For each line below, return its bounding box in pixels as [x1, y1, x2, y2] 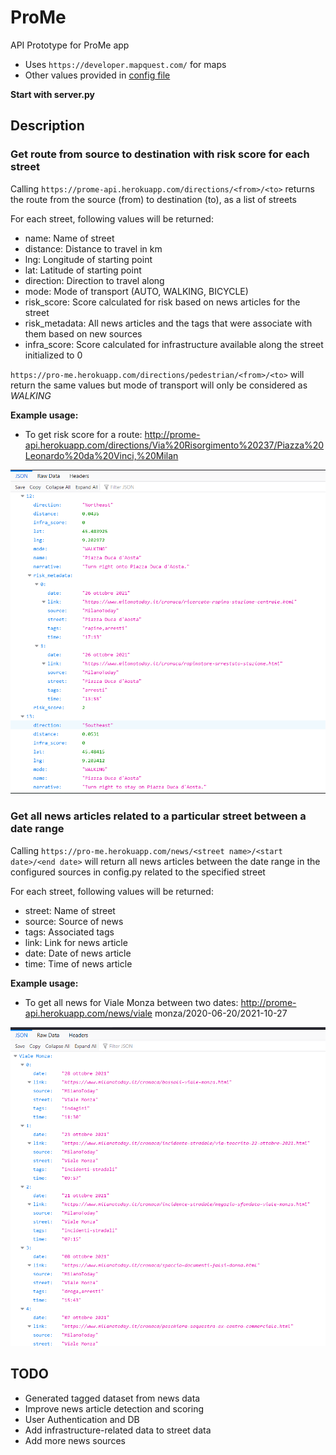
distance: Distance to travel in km [24, 242, 163, 255]
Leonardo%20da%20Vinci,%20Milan [24, 449, 179, 461]
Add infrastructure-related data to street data [24, 1424, 212, 1436]
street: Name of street [24, 904, 116, 916]
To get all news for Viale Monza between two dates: [24, 996, 239, 1008]
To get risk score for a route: [24, 428, 143, 440]
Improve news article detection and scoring [24, 1402, 205, 1415]
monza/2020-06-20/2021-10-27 [154, 1007, 288, 1019]
